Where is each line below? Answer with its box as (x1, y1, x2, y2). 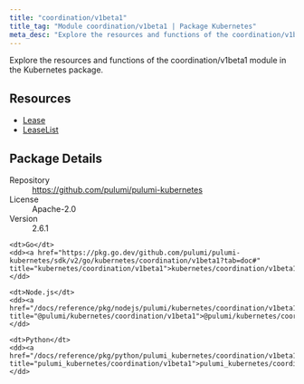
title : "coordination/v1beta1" (9, 13, 128, 23)
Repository (9, 175, 50, 186)
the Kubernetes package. (9, 64, 104, 75)
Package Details (9, 150, 102, 166)
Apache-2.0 (32, 204, 77, 214)
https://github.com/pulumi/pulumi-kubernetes (32, 185, 204, 195)
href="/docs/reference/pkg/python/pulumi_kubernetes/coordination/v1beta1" (9, 351, 301, 360)
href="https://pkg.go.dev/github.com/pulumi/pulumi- (37, 248, 242, 257)
